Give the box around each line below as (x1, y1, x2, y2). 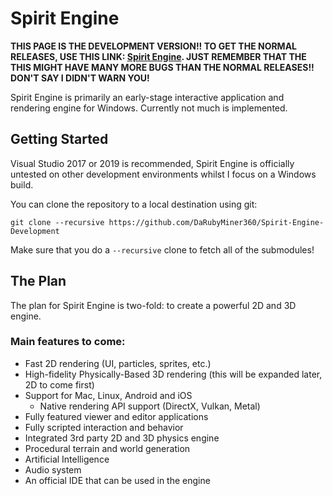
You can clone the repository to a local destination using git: (10, 198, 258, 210)
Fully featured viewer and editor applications (24, 410, 209, 422)
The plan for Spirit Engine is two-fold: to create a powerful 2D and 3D (10, 299, 297, 311)
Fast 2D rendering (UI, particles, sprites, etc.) (24, 357, 212, 369)
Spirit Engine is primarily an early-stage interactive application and (10, 91, 285, 103)
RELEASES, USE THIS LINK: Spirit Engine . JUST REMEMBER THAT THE (10, 50, 307, 62)
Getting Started (10, 131, 109, 148)
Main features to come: (10, 335, 126, 349)
